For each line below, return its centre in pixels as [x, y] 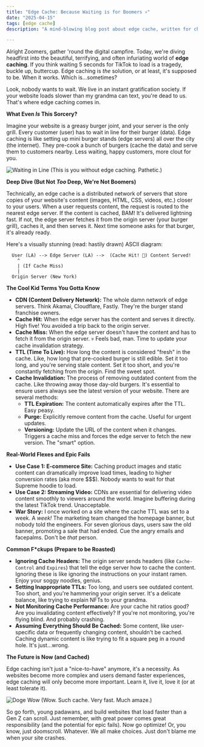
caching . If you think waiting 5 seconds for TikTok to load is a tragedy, [94, 65]
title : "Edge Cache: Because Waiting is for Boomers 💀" [78, 12]
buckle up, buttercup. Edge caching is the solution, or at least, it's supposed [101, 71]
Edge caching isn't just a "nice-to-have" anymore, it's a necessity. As [93, 669]
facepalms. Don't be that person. [56, 537]
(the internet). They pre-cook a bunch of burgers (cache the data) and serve [102, 145]
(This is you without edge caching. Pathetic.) [107, 170]
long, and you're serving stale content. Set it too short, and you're [97, 365]
